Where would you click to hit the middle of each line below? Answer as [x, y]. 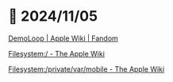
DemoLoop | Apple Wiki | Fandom [63, 38]
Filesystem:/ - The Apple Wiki [57, 53]
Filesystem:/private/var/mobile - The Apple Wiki [86, 69]
